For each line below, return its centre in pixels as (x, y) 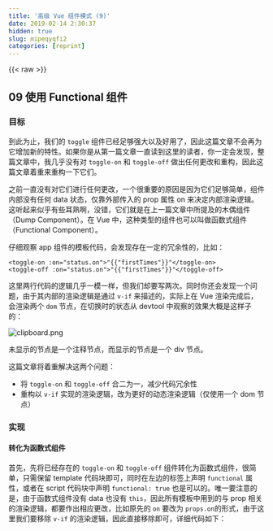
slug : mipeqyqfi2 (38, 39)
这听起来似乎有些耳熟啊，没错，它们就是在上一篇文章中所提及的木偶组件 (129, 209)
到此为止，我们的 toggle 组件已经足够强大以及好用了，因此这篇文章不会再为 (135, 141)
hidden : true (30, 31)
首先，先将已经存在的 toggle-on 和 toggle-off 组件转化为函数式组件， (125, 468)
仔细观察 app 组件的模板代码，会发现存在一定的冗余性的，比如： (117, 247)
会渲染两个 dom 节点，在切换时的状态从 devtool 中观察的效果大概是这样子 (130, 306)
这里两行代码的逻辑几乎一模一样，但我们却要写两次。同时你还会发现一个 (129, 285)
